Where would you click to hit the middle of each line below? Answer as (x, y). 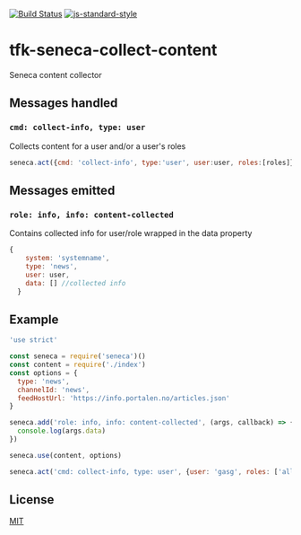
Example (34, 319)
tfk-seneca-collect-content (113, 50)
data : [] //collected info (76, 283)
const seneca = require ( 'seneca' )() (77, 356)
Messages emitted (62, 190)
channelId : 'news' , (54, 390)
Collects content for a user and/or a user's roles (98, 146)
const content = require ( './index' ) (77, 364)
